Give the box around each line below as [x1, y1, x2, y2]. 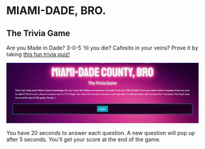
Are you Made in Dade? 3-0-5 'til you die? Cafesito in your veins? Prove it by [6, 44, 198, 51]
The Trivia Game [6, 28, 70, 38]
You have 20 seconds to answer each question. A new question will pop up [6, 129, 195, 136]
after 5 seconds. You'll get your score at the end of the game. [6, 136, 161, 143]
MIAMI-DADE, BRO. [6, 4, 106, 18]
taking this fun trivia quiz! [6, 51, 70, 58]
